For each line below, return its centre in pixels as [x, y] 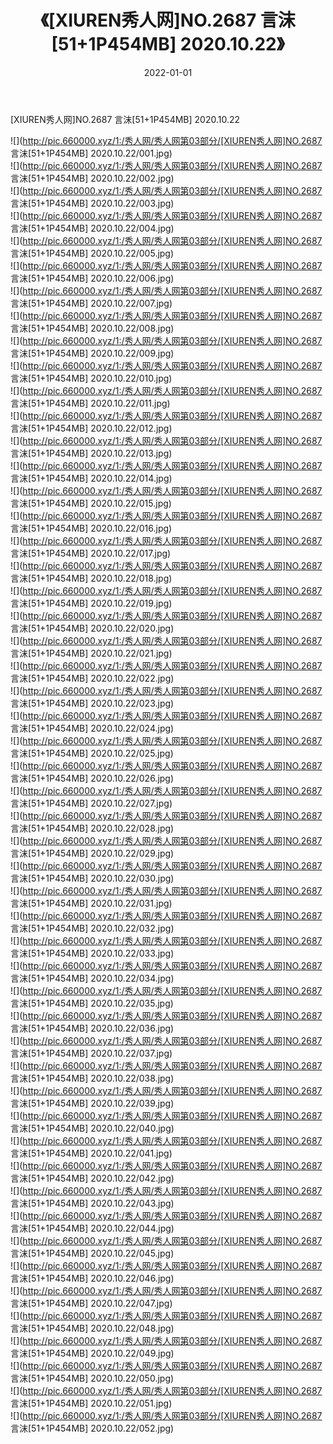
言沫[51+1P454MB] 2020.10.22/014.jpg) [91, 478]
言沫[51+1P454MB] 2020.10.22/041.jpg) [91, 1153]
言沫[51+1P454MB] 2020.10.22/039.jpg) [92, 1103]
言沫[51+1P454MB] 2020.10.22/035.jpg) [92, 1003]
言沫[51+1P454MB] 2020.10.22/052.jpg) [92, 1428]
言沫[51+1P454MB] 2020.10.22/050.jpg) [92, 1378]
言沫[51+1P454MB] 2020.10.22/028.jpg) [92, 828]
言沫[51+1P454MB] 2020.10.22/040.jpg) [92, 1128]
